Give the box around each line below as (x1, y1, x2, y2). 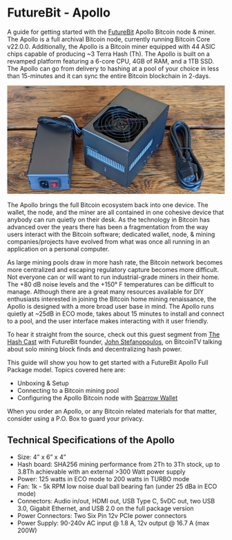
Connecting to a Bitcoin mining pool (17, 386, 119, 394)
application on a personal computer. (7, 244, 110, 253)
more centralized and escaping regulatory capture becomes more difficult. (7, 265, 220, 273)
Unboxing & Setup (17, 378, 69, 387)
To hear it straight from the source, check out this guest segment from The (7, 330, 220, 338)
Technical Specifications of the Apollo (7, 434, 175, 446)
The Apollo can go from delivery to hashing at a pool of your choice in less (7, 64, 220, 73)
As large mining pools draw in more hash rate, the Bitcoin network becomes (7, 258, 223, 267)
